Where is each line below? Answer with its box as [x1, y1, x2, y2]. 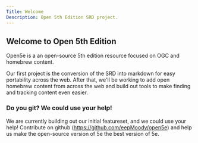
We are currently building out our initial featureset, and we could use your [6, 117, 186, 125]
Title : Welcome [6, 8, 44, 15]
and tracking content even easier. [6, 89, 88, 96]
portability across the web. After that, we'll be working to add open [6, 76, 170, 83]
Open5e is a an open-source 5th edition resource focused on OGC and [6, 52, 180, 60]
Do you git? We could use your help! [6, 104, 112, 112]
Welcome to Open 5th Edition [6, 36, 117, 46]
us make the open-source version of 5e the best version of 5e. [6, 130, 159, 137]
